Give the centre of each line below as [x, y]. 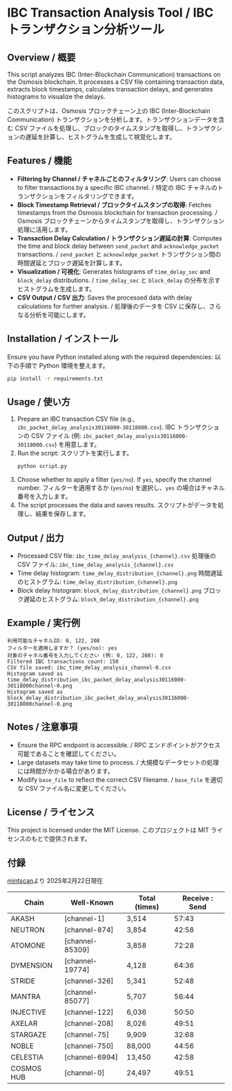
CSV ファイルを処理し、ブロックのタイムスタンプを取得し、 [100, 128]
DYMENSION [32, 966]
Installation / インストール [63, 339]
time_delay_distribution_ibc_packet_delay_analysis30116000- [97, 680]
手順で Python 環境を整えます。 [64, 365]
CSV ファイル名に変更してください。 [77, 788]
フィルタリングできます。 [101, 196]
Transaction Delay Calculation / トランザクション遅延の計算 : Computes [119, 238]
